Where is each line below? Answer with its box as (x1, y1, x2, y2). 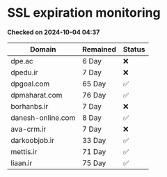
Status (122, 44, 145, 54)
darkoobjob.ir (10, 135, 54, 145)
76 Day (82, 90, 106, 100)
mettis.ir (10, 146, 38, 156)
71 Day (82, 146, 106, 156)
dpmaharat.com (10, 90, 63, 100)
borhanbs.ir (10, 101, 49, 111)
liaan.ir (10, 158, 33, 168)
